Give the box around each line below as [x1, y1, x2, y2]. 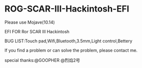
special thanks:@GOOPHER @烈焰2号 [4, 57, 80, 63]
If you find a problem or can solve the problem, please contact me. [4, 47, 138, 53]
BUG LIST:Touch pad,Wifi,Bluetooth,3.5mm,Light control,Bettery [4, 38, 133, 44]
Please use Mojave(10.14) [4, 19, 55, 25]
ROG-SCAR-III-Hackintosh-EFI [4, 3, 129, 14]
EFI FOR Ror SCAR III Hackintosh [4, 28, 70, 34]
